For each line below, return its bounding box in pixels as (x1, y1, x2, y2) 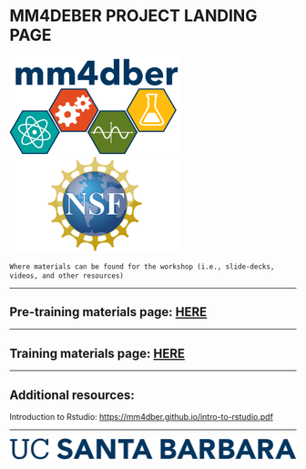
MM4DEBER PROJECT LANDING (9, 5, 258, 26)
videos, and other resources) (9, 270, 125, 280)
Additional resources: (9, 387, 135, 403)
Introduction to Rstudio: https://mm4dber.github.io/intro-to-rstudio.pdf (9, 412, 273, 423)
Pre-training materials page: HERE (9, 304, 208, 320)
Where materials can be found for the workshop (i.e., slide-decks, (9, 261, 275, 271)
